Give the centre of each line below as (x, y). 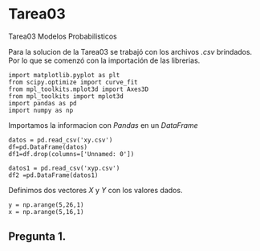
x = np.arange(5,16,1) (46, 212)
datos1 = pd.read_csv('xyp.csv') (64, 168)
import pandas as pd (43, 103)
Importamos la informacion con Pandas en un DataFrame (103, 125)
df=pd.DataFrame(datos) (48, 147)
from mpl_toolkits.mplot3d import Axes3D (79, 89)
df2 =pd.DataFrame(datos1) (53, 175)
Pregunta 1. (37, 237)
